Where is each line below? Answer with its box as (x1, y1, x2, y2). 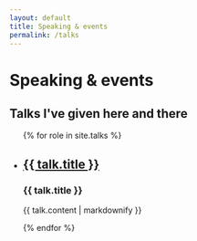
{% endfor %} (22, 223, 76, 234)
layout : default (9, 13, 71, 23)
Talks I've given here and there (9, 106, 189, 121)
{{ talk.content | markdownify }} (22, 204, 142, 215)
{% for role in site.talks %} (22, 130, 122, 141)
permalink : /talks (9, 30, 79, 39)
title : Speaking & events (9, 22, 108, 31)
